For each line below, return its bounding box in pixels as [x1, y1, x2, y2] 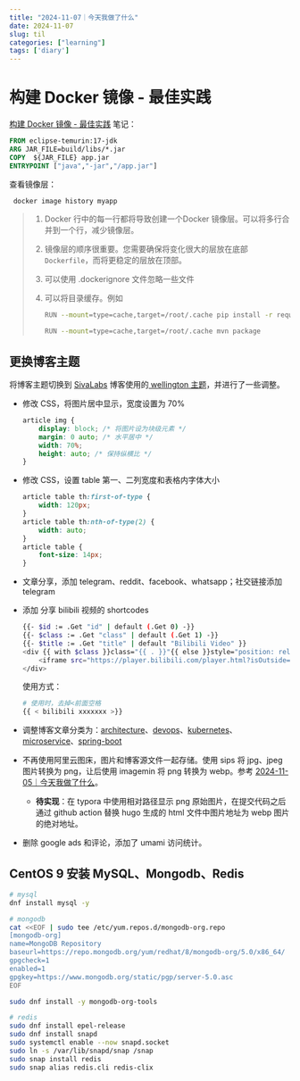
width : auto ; [38, 526, 87, 535]
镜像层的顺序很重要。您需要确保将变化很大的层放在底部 [44, 244, 248, 254]
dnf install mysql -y [9, 898, 90, 907]
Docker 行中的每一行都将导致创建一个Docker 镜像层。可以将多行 [44, 213, 283, 224]
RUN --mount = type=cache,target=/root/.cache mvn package [44, 327, 262, 336]
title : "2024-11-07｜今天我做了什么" [9, 12, 139, 22]
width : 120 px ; [38, 501, 91, 510]
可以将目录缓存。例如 [44, 293, 123, 304]
